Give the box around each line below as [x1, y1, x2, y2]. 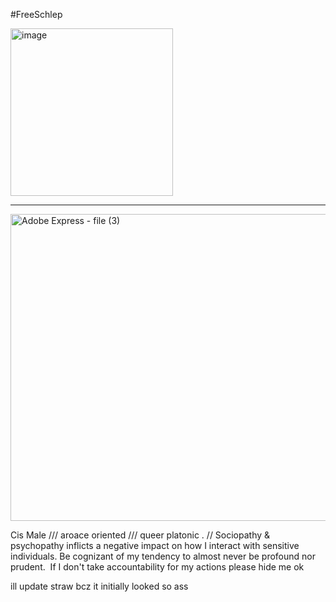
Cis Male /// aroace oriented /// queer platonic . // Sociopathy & [10, 529, 271, 541]
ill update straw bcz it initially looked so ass [10, 580, 189, 592]
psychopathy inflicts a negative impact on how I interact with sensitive [10, 540, 300, 551]
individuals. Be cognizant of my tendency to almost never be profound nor [10, 550, 316, 562]
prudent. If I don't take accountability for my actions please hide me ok [10, 561, 305, 573]
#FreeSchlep [10, 9, 63, 20]
